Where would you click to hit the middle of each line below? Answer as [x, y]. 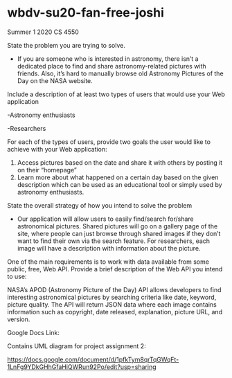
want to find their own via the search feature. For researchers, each [113, 241]
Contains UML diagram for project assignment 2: [77, 346]
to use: [17, 276]
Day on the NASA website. [55, 80]
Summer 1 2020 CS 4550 [43, 32]
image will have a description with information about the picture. [109, 248]
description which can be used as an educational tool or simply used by [120, 184]
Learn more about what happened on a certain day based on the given [118, 177]
